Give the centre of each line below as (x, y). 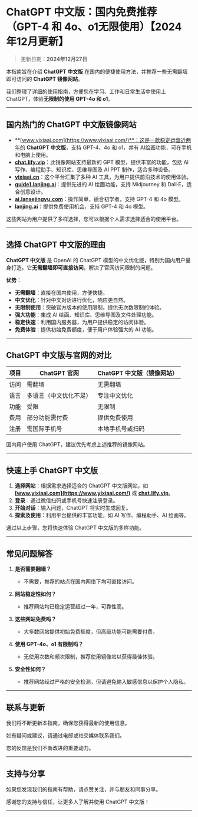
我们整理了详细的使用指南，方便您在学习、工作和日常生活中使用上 (86, 91)
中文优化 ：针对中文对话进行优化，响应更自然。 (71, 300)
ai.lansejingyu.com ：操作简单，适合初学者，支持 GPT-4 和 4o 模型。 (99, 199)
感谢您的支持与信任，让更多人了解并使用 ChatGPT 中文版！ (78, 802)
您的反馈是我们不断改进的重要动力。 (50, 748)
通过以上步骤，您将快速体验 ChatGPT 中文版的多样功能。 (75, 528)
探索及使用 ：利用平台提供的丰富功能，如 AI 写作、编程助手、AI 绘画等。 (102, 515)
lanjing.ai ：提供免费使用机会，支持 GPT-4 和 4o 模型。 (82, 206)
